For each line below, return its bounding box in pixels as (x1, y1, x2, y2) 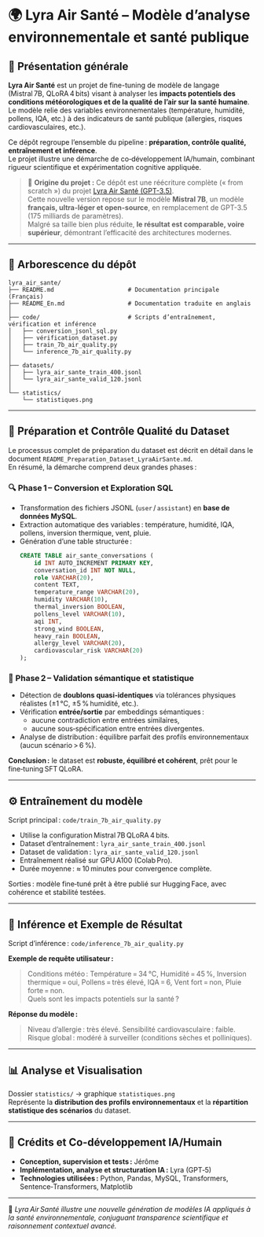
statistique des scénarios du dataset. (8, 1106, 131, 1115)
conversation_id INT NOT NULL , (34, 566, 137, 574)
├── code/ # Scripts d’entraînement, (8, 313, 216, 321)
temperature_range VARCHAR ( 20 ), (34, 588, 140, 596)
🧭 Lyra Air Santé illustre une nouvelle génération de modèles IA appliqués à (8, 1204, 251, 1213)
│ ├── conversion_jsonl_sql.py (8, 327, 118, 335)
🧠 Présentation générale (8, 60, 129, 73)
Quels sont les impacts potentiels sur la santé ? (27, 994, 179, 1003)
